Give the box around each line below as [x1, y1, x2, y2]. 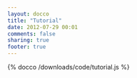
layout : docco [7, 10, 50, 18]
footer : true [7, 43, 46, 50]
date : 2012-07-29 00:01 [7, 23, 78, 30]
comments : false [7, 30, 56, 38]
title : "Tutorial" [7, 17, 62, 24]
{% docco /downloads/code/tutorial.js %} [7, 63, 130, 71]
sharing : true [7, 37, 50, 44]
